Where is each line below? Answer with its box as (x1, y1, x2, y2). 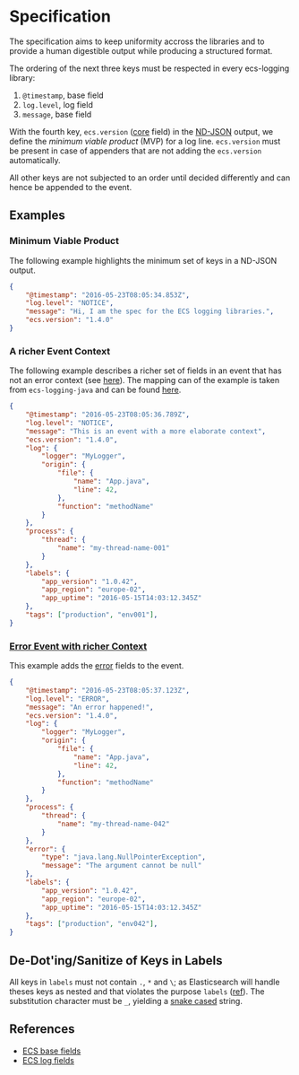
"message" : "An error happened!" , (25, 703, 154, 712)
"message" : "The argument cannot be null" (41, 861, 202, 870)
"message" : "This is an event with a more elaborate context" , (25, 426, 267, 436)
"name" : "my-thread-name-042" (56, 819, 170, 828)
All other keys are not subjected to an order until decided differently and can (9, 172, 291, 183)
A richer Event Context (9, 345, 110, 357)
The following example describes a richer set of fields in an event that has (9, 365, 282, 376)
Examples (9, 208, 65, 223)
